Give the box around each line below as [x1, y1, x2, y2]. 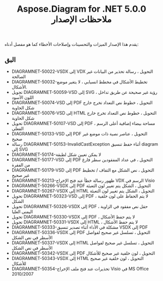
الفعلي [11, 126, 24, 131]
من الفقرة [11, 162, 30, 168]
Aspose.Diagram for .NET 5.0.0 [17, 3, 146, 15]
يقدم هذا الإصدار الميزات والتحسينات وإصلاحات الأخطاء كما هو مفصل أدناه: [4, 42, 139, 47]
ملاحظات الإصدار [51, 14, 112, 25]
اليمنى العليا [11, 209, 33, 215]
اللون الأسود [11, 94, 34, 100]
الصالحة [11, 74, 26, 79]
